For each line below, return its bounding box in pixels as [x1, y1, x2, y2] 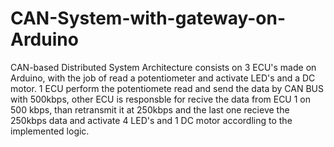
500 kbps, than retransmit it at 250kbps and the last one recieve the [10, 103, 290, 116]
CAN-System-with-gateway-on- [10, 7, 287, 30]
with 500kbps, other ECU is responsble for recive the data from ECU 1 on [10, 93, 312, 105]
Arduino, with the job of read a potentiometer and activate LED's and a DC [10, 72, 316, 84]
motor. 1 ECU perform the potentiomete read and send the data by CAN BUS [10, 82, 324, 94]
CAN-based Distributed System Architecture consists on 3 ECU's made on [10, 61, 317, 73]
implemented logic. [10, 125, 90, 137]
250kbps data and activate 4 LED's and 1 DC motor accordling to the [10, 114, 293, 126]
